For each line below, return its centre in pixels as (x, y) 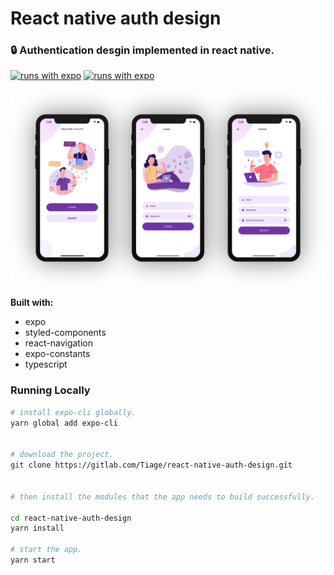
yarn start (33, 560)
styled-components (65, 333)
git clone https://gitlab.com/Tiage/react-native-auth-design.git (151, 465)
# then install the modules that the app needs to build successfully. (162, 497)
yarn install (37, 528)
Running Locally (50, 390)
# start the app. (46, 550)
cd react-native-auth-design (71, 518)
